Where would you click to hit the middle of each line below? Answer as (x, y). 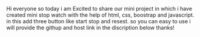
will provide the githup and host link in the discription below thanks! (90, 27)
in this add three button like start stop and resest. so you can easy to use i (98, 21)
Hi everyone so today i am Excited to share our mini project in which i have (99, 9)
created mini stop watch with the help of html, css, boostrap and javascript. (100, 15)
